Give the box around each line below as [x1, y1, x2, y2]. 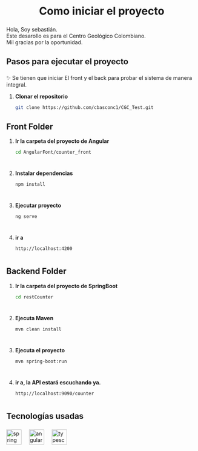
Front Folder [6, 121, 53, 131]
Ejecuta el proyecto [15, 346, 65, 354]
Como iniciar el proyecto [39, 4, 165, 18]
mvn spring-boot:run [15, 358, 67, 364]
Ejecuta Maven [15, 314, 54, 321]
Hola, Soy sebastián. [6, 26, 58, 33]
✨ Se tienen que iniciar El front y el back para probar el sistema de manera [6, 74, 193, 82]
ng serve [15, 214, 38, 220]
